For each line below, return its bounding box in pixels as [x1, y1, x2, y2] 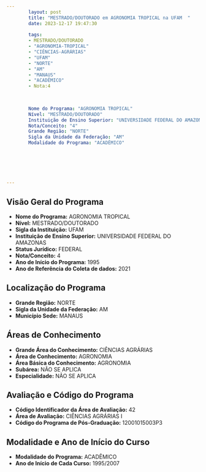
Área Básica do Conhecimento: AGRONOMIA [15, 359, 131, 367]
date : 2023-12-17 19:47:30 [28, 20, 97, 26]
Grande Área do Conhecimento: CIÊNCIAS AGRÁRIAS [15, 346, 153, 353]
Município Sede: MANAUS [15, 312, 83, 319]
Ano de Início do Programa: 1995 [15, 258, 100, 265]
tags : [28, 32, 43, 38]
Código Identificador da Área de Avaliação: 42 [15, 406, 136, 414]
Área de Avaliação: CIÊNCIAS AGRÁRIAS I [15, 413, 123, 420]
